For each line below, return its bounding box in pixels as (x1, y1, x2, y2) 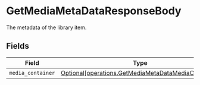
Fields (6, 41, 30, 51)
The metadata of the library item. (6, 24, 87, 31)
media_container (9, 70, 55, 76)
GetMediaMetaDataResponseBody (6, 4, 182, 18)
